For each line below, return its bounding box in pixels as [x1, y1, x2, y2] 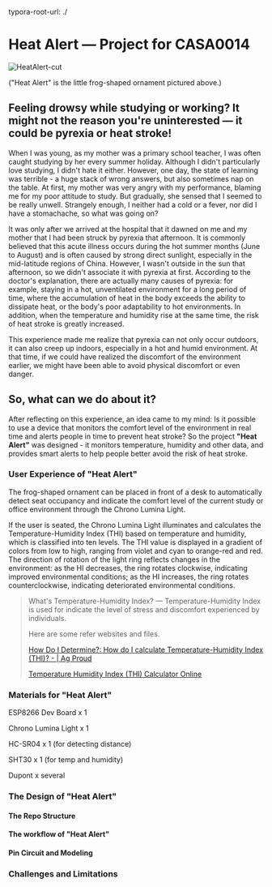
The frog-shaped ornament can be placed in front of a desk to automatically [8, 486, 263, 497]
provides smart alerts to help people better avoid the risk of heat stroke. [8, 448, 249, 458]
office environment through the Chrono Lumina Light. [8, 504, 186, 514]
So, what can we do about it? [8, 392, 156, 406]
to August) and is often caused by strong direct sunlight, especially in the [8, 250, 253, 259]
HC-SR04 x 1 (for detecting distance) [8, 739, 132, 749]
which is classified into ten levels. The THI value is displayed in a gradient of [8, 537, 263, 546]
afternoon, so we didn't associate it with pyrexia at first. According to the [8, 267, 251, 276]
